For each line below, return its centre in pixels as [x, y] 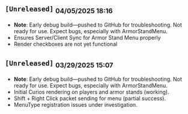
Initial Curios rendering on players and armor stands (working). [91, 92]
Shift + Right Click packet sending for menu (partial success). [89, 98]
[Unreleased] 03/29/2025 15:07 [59, 65]
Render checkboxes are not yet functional [65, 44]
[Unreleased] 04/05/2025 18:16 [59, 10]
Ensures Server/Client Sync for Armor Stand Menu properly [87, 38]
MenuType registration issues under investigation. [76, 105]
